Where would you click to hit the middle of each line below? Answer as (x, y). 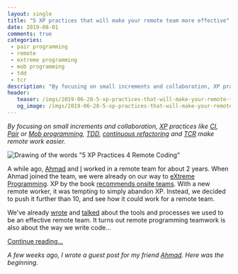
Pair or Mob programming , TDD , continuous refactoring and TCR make (111, 133)
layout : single (30, 14)
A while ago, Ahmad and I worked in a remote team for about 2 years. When (118, 169)
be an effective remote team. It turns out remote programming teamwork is (117, 219)
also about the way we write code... (59, 227)
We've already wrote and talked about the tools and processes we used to (115, 212)
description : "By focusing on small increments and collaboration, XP (114, 86)
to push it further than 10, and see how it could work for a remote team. (111, 198)
